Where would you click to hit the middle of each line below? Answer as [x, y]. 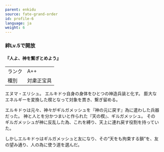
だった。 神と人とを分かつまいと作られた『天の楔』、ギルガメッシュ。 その [80, 116]
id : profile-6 [20, 19]
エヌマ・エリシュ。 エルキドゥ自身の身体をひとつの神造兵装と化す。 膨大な [81, 94]
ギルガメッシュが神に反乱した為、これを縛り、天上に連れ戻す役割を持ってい [82, 122]
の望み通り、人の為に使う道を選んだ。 [44, 145]
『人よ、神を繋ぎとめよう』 [33, 58]
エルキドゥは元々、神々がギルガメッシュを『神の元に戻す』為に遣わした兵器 [82, 110]
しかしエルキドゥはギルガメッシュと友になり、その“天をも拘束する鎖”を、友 [82, 139]
